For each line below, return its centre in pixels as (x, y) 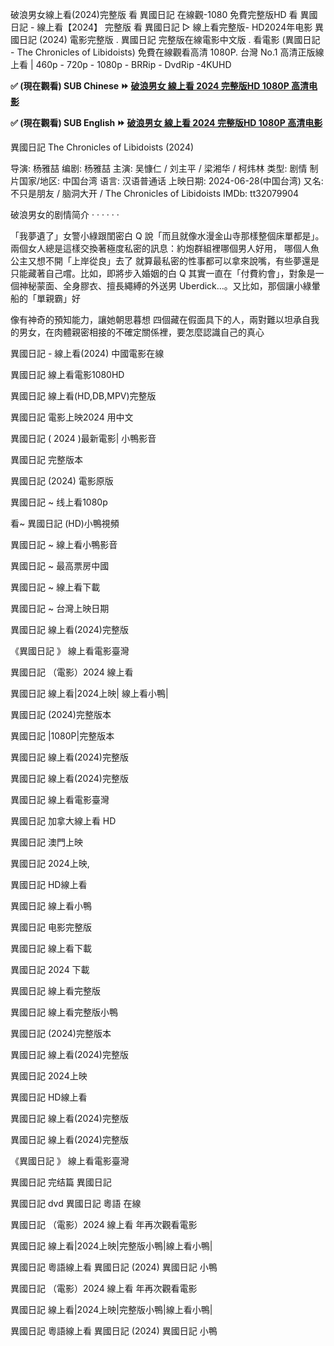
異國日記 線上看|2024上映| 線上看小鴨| (89, 693)
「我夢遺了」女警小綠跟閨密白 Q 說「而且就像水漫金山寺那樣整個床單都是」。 (167, 236)
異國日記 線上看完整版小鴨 (64, 1012)
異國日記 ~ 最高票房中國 (60, 566)
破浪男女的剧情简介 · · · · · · (65, 214)
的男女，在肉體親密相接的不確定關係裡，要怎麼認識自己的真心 (137, 332)
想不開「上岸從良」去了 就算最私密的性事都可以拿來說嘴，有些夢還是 (178, 261)
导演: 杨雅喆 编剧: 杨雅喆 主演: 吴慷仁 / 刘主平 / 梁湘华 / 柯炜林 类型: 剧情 (159, 168)
